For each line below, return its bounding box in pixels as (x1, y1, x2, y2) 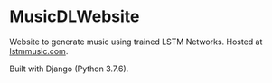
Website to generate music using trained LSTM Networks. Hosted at (9, 36, 263, 47)
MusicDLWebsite (9, 6, 140, 27)
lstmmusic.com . (9, 45, 69, 56)
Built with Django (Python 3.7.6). (9, 63, 129, 74)
